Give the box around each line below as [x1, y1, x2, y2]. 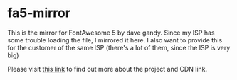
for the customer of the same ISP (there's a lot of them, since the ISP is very [7, 43, 231, 52]
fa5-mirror [7, 5, 71, 21]
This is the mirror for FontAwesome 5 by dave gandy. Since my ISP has [7, 28, 215, 37]
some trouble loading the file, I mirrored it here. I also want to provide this [7, 35, 223, 44]
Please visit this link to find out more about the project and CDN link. [7, 64, 208, 73]
